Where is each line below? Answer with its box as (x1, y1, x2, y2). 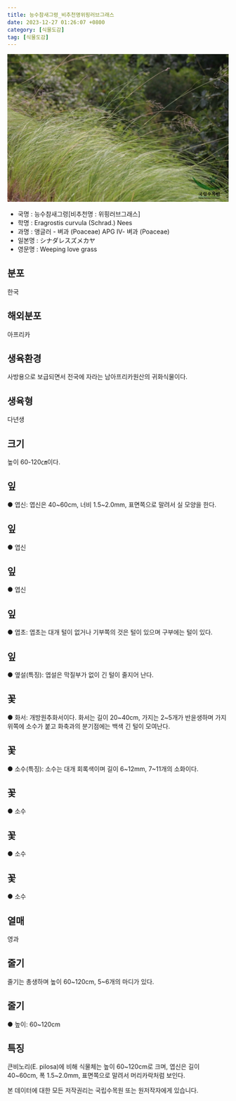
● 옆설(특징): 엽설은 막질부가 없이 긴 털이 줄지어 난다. (7, 670, 155, 679)
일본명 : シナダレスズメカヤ (17, 236, 96, 244)
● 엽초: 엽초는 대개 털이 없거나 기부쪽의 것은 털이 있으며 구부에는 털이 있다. (7, 628, 213, 637)
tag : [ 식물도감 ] (7, 34, 49, 41)
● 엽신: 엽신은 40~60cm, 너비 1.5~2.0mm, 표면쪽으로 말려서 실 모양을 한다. (7, 500, 216, 509)
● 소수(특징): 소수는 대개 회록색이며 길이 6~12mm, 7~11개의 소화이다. (7, 764, 199, 773)
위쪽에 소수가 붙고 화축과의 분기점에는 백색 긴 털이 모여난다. (7, 722, 171, 730)
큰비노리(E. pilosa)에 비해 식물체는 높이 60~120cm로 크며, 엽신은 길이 (7, 1062, 200, 1071)
